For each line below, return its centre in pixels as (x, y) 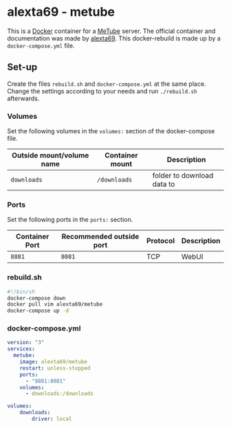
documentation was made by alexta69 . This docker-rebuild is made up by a (114, 38)
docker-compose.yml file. (41, 45)
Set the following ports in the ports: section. (70, 220)
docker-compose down (37, 298)
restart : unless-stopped (55, 368)
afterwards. (23, 98)
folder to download (183, 176)
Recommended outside (100, 236)
